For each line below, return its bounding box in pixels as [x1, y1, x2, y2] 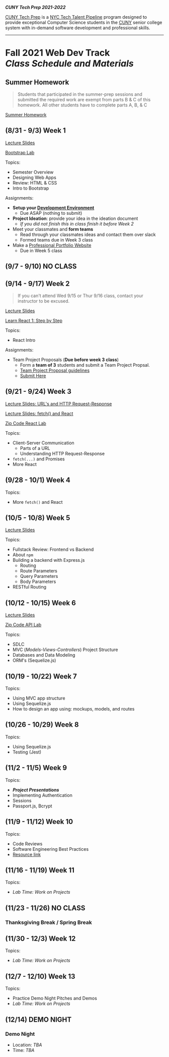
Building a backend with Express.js [12, 557, 85, 563]
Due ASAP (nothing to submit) [20, 210, 82, 216]
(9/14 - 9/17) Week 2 [5, 279, 70, 288]
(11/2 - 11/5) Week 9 [5, 764, 67, 772]
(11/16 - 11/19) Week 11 [5, 866, 74, 874]
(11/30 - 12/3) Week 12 [5, 934, 76, 943]
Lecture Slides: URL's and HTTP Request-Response [5, 400, 112, 406]
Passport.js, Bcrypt [12, 803, 52, 809]
